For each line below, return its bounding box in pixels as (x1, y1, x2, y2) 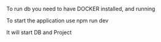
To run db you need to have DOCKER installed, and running (6, 5, 155, 12)
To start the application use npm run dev (6, 17, 109, 24)
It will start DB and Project (6, 29, 72, 36)
